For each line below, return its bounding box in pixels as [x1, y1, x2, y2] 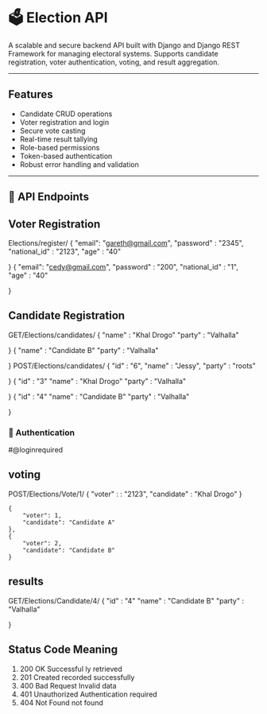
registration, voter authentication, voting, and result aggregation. [8, 57, 220, 67]
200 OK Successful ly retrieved [19, 664, 123, 673]
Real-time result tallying [19, 134, 98, 144]
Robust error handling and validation [19, 159, 139, 169]
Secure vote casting [19, 126, 86, 135]
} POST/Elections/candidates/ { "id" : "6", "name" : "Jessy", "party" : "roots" [8, 361, 256, 371]
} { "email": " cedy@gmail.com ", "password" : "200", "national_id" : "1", [8, 262, 238, 271]
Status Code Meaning [8, 643, 118, 657]
